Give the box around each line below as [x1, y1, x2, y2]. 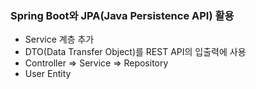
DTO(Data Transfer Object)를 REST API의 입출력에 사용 [24, 46, 247, 58]
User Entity [24, 68, 72, 80]
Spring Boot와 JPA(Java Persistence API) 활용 [10, 8, 235, 22]
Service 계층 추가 [24, 33, 95, 46]
